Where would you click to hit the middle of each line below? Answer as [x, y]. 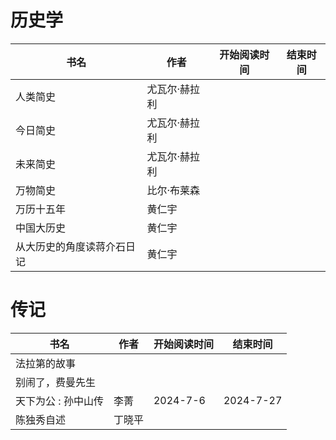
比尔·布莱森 [173, 190]
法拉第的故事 [46, 363]
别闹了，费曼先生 [56, 382]
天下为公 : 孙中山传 [59, 401]
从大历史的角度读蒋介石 [71, 246]
